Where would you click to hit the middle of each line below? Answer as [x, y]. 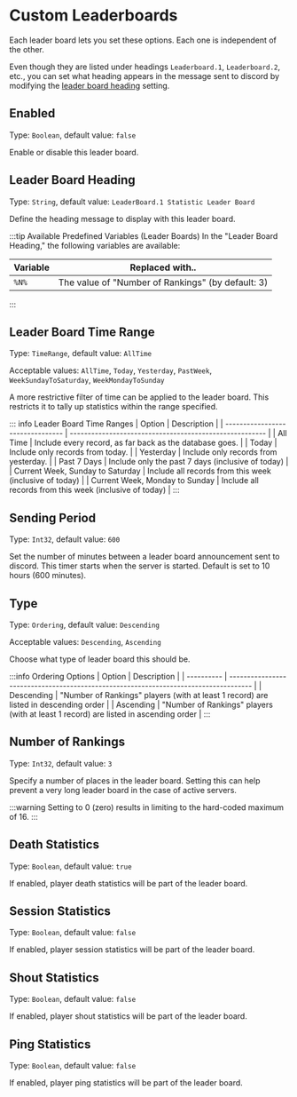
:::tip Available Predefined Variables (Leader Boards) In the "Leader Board [144, 235]
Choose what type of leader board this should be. [100, 659]
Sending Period [52, 517]
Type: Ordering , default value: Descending [85, 624]
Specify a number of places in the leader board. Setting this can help [135, 780]
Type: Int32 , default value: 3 [61, 763]
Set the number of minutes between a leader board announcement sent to [145, 557]
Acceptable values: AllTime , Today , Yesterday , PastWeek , [111, 370]
